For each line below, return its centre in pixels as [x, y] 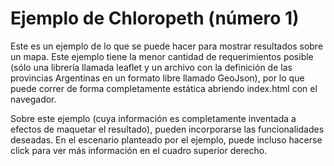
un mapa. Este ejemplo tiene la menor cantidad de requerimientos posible [162, 56]
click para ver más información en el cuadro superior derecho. [139, 150]
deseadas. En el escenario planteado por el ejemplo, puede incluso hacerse [166, 139]
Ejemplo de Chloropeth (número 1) [155, 18]
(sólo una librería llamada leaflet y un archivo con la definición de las [151, 67]
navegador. [33, 99]
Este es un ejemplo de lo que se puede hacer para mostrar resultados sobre [167, 46]
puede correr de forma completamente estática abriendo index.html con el [164, 88]
